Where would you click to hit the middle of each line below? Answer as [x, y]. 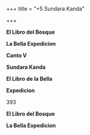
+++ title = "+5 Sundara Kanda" [46, 9]
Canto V [16, 55]
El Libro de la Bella [29, 79]
